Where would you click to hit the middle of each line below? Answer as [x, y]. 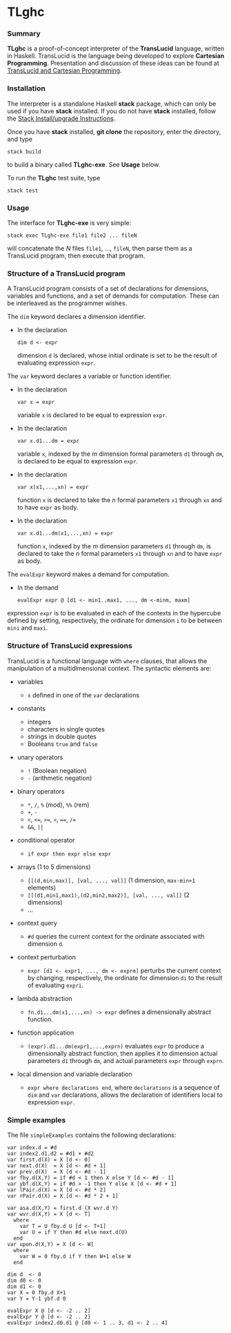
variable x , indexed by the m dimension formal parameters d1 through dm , [120, 454]
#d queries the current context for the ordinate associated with [116, 936]
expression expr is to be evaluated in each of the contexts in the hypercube [114, 613]
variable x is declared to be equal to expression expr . [92, 415]
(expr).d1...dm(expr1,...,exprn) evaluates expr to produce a [116, 1046]
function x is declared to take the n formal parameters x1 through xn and [119, 500]
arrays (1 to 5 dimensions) [54, 867]
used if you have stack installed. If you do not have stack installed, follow [112, 111]
